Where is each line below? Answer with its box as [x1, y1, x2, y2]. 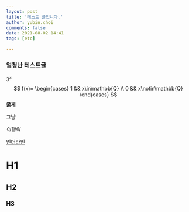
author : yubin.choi [6, 19, 54, 25]
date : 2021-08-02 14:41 [6, 30, 64, 36]
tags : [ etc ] [6, 36, 35, 41]
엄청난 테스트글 [6, 61, 47, 69]
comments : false [6, 25, 46, 31]
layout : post [6, 8, 38, 15]
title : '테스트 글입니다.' [6, 14, 63, 20]
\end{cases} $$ [79, 91, 118, 98]
